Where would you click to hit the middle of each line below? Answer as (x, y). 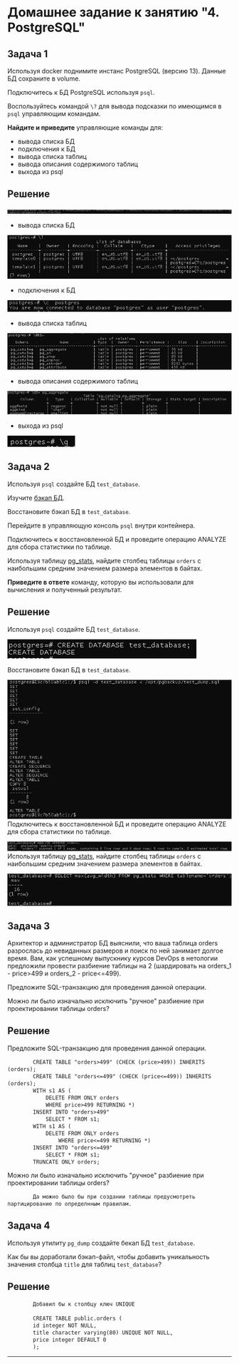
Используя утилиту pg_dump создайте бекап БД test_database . (101, 1243)
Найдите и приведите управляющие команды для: (85, 128)
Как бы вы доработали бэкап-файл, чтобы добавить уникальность (108, 1256)
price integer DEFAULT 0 (70, 1340)
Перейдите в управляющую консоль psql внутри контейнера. (101, 525)
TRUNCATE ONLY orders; (67, 1162)
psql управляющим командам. (54, 114)
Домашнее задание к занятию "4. (113, 12)
